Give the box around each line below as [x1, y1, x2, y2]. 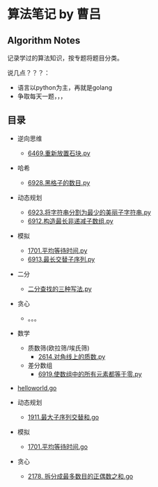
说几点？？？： [7, 69, 50, 77]
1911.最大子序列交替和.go [27, 413, 100, 421]
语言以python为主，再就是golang [17, 83, 113, 91]
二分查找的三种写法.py [27, 285, 92, 293]
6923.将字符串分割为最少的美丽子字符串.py [27, 208, 152, 216]
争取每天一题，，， [17, 92, 67, 100]
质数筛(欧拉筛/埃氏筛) [27, 344, 90, 352]
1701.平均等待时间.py [27, 246, 88, 255]
